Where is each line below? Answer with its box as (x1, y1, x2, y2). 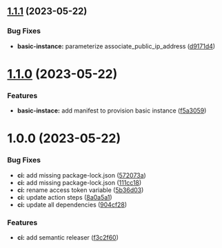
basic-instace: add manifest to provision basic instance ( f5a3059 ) (17, 106, 207, 115)
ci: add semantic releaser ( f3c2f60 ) (17, 233, 119, 241)
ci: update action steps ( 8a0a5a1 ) (17, 193, 112, 201)
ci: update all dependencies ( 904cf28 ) (17, 200, 128, 209)
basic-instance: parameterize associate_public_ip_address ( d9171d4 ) (17, 41, 216, 50)
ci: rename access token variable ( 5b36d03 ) (17, 186, 144, 194)
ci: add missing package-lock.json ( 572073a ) (17, 171, 146, 179)
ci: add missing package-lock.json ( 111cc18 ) (17, 178, 142, 187)
